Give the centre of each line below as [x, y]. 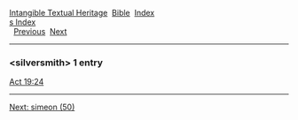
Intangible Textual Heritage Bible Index [82, 13]
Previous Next [40, 31]
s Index [23, 22]
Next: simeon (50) [42, 107]
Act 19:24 [27, 82]
